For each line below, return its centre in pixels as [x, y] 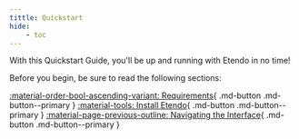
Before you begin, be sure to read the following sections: [116, 78]
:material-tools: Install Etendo [133, 105]
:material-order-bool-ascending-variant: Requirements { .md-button [135, 95]
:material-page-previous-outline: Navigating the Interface [154, 115]
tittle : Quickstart [46, 18]
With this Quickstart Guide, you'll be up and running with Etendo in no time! [150, 61]
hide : [20, 26]
